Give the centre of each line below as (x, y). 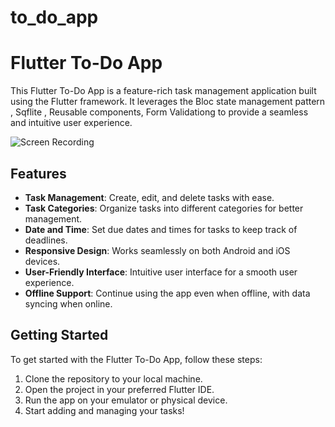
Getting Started (59, 335)
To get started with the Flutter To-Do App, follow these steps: (136, 359)
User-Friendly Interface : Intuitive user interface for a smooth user (161, 272)
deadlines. (46, 240)
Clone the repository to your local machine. (113, 378)
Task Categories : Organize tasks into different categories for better (164, 208)
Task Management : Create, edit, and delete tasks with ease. (149, 197)
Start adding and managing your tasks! (104, 410)
